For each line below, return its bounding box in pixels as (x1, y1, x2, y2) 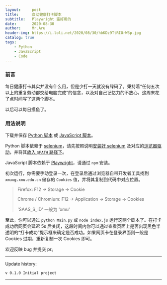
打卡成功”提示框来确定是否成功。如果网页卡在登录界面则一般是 (20, 229, 149, 235)
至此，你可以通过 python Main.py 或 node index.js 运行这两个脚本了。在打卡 (5, 217, 162, 223)
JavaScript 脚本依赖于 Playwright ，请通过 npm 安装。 (5, 159, 113, 165)
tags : (5, 40, 16, 45)
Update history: (5, 261, 37, 267)
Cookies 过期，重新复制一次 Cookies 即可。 (5, 235, 95, 242)
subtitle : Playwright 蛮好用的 (5, 16, 72, 21)
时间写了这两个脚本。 (13, 96, 58, 102)
